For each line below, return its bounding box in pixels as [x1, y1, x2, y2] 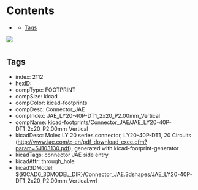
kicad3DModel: [15, 164, 54, 171]
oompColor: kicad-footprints [15, 99, 88, 106]
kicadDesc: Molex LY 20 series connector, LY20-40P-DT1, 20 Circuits [15, 131, 192, 139]
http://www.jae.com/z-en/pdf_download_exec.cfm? [17, 138, 147, 145]
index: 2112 [15, 73, 44, 80]
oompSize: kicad [15, 92, 58, 100]
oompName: [15, 119, 47, 126]
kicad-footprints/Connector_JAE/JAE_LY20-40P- [48, 119, 172, 126]
